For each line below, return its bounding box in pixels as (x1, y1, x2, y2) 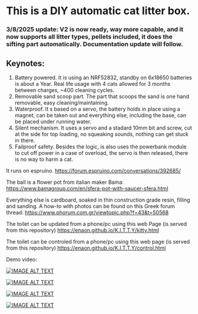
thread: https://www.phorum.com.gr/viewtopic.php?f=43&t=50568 (6, 209, 169, 216)
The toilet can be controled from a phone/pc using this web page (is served (6, 238, 190, 245)
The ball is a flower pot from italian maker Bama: (6, 179, 124, 186)
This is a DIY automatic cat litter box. (6, 4, 190, 18)
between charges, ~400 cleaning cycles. (14, 86, 115, 93)
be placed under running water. (14, 118, 92, 125)
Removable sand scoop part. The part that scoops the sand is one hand (14, 93, 189, 100)
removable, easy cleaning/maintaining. (14, 99, 109, 106)
